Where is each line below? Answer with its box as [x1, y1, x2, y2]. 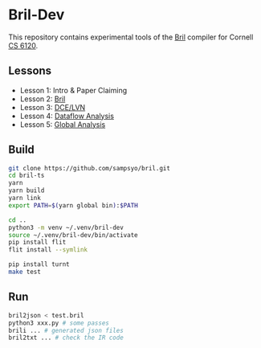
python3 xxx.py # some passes [8, 319, 110, 327]
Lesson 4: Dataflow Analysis [19, 111, 115, 121]
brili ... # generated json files [8, 326, 124, 334]
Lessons [8, 64, 52, 78]
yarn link [8, 194, 42, 203]
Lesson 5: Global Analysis [19, 119, 106, 129]
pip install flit [8, 239, 67, 247]
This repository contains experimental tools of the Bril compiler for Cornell [8, 32, 254, 42]
